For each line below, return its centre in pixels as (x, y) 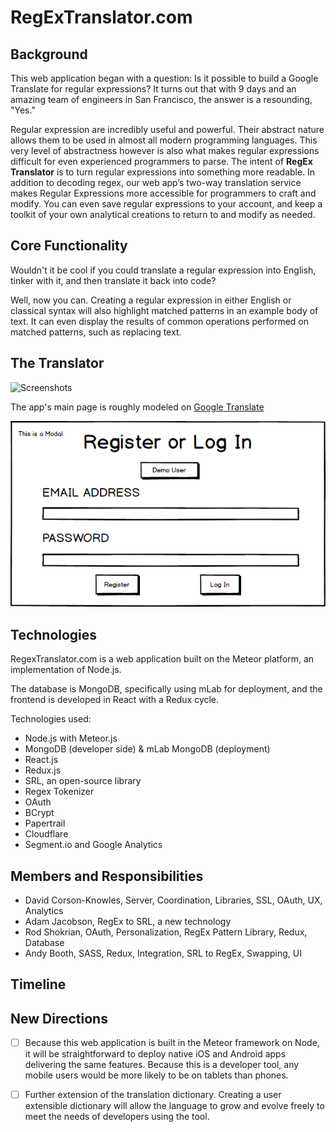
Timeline (38, 984)
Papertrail (45, 823)
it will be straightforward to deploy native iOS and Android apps (155, 1054)
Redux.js (43, 770)
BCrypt (39, 813)
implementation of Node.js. (66, 670)
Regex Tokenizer (59, 792)
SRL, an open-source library (83, 781)
